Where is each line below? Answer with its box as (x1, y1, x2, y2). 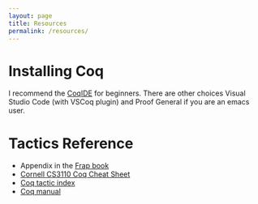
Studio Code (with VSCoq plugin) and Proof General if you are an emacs (8, 97, 250, 107)
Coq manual (19, 187, 61, 197)
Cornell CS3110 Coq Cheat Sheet (19, 169, 131, 179)
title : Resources (8, 19, 67, 28)
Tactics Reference (8, 134, 134, 152)
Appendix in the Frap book (19, 161, 110, 171)
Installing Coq (8, 62, 104, 80)
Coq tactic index (19, 178, 75, 188)
